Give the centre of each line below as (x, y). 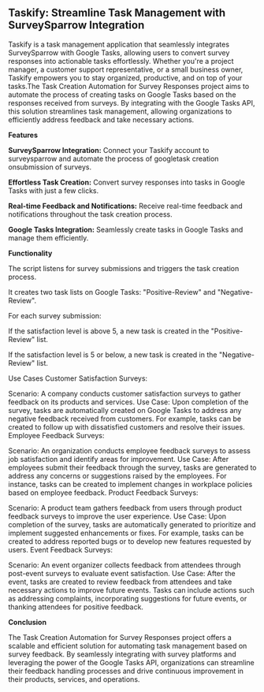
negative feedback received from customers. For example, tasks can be (125, 419)
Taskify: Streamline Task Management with (117, 13)
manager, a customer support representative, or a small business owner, (126, 69)
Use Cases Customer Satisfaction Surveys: (78, 378)
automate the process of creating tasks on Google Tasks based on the (122, 95)
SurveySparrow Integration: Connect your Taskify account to (109, 150)
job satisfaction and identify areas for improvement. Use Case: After (119, 459)
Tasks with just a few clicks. (54, 190)
